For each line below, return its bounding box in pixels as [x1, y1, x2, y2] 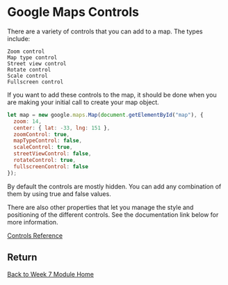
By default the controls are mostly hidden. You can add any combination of [7, 182, 222, 190]
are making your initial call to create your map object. [7, 98, 160, 106]
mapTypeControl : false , [13, 137, 82, 145]
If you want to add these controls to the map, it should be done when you [7, 90, 217, 99]
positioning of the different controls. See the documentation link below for [7, 210, 219, 219]
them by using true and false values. [7, 189, 111, 198]
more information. [7, 218, 58, 226]
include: [7, 34, 31, 42]
